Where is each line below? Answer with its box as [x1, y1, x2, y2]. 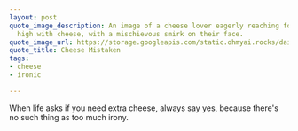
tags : [9, 54, 29, 63]
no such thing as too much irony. [9, 112, 129, 122]
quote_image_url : [9, 37, 74, 47]
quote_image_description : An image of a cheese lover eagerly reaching [9, 21, 279, 30]
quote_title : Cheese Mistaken [9, 46, 122, 55]
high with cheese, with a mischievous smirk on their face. [17, 29, 244, 38]
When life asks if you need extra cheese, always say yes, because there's [9, 103, 279, 113]
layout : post [9, 12, 58, 22]
